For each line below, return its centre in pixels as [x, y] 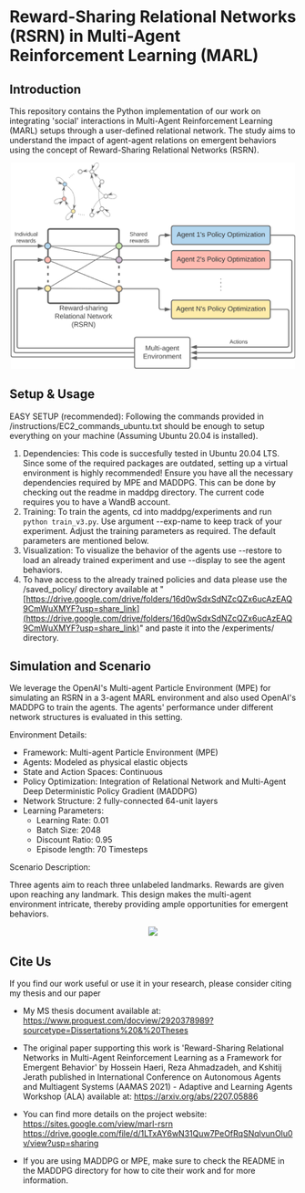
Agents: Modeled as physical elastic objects [105, 762]
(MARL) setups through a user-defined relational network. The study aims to [152, 131]
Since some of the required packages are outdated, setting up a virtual [155, 463]
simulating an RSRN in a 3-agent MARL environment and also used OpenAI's [153, 698]
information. [45, 1180]
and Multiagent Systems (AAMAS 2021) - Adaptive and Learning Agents [158, 1087]
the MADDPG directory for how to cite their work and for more [139, 1171]
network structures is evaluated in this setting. [96, 717]
